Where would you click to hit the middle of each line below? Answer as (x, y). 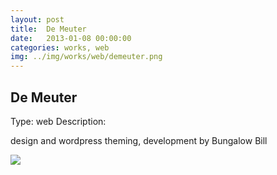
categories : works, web (60, 47)
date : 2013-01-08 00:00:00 (71, 38)
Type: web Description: (58, 121)
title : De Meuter (48, 29)
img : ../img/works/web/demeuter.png (86, 57)
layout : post (37, 19)
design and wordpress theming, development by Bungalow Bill (139, 140)
